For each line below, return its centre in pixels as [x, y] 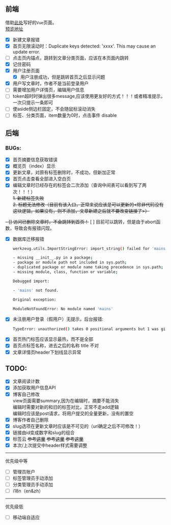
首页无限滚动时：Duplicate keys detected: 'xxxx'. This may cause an [84, 46]
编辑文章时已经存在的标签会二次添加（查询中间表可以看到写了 [77, 185]
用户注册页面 [26, 71]
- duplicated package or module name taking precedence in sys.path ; [88, 267]
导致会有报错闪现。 [34, 228]
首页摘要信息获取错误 [35, 160]
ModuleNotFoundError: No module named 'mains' [63, 309]
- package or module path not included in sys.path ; [70, 262]
